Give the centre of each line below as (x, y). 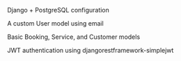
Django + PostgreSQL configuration (58, 10)
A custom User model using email (56, 23)
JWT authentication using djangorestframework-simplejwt (90, 50)
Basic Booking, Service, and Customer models (74, 37)
